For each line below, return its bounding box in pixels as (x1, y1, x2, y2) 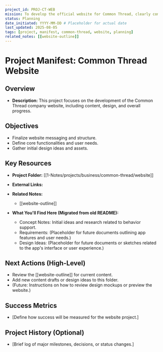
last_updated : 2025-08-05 (5, 25, 57, 30)
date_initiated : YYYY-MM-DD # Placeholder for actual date (5, 20, 127, 26)
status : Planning (5, 16, 40, 21)
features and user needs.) (19, 235, 71, 240)
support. (19, 224, 36, 230)
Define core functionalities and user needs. (12, 140, 98, 146)
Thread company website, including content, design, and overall (12, 102, 141, 108)
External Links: (12, 182, 43, 187)
